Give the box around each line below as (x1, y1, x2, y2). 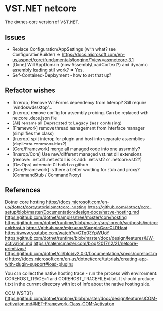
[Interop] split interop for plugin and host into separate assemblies (12, 135, 145, 142)
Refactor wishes (5, 86, 56, 95)
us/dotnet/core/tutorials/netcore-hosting (5, 204, 87, 210)
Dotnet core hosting (5, 199, 45, 205)
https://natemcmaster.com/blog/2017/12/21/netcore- (33, 240, 139, 247)
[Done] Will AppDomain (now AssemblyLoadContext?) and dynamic (12, 62, 148, 67)
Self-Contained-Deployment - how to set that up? (12, 72, 112, 78)
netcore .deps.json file (12, 115, 57, 121)
